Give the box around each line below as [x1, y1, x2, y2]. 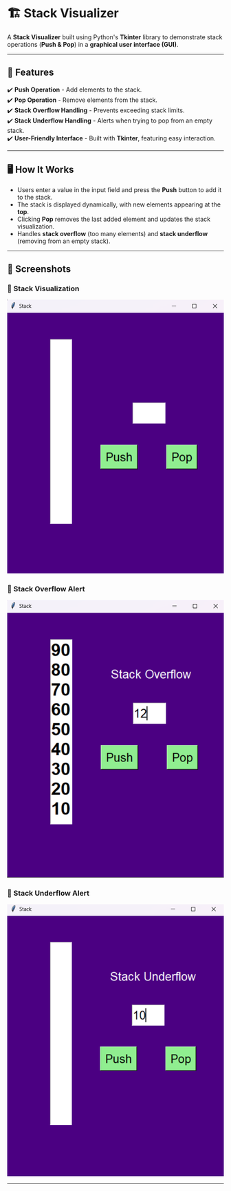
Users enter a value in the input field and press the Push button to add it [16, 185, 222, 193]
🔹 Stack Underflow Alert [7, 888, 89, 898]
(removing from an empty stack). [16, 237, 111, 245]
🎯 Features [7, 67, 54, 78]
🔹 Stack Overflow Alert [7, 584, 85, 593]
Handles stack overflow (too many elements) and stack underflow [16, 229, 208, 238]
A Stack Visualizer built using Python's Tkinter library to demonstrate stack [7, 32, 223, 41]
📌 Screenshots [7, 263, 71, 275]
